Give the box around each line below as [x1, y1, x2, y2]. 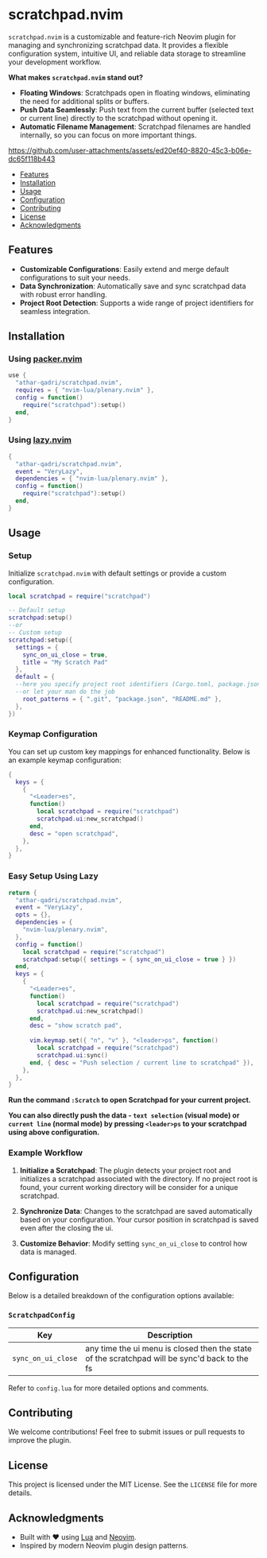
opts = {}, [15, 911, 52, 919]
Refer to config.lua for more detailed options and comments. [8, 1383, 209, 1393]
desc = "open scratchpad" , [29, 829, 119, 838]
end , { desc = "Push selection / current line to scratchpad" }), [29, 1059, 254, 1067]
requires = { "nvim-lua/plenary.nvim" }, [15, 386, 155, 394]
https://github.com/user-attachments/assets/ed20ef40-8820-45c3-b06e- [8, 145, 252, 155]
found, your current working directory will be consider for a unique [19, 1182, 238, 1192]
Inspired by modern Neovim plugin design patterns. [19, 1541, 189, 1551]
